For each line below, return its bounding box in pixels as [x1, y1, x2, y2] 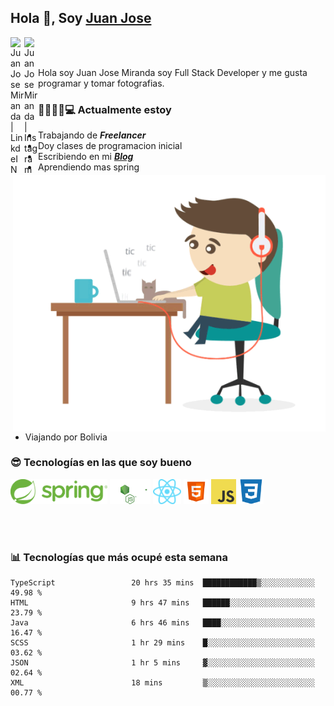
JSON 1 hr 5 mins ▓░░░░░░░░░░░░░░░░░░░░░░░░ [10, 658, 315, 668]
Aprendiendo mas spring [38, 161, 140, 173]
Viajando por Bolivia [24, 431, 108, 443]
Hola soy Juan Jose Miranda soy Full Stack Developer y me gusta [38, 66, 308, 78]
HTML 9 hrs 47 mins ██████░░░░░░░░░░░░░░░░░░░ [10, 598, 315, 608]
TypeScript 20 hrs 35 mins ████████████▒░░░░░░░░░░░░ [10, 578, 315, 588]
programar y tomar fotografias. [38, 77, 165, 89]
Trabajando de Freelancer [38, 129, 147, 141]
